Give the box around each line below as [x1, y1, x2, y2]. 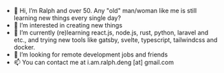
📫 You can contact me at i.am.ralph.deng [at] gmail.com [13, 59, 174, 66]
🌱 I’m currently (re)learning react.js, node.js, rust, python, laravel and [13, 28, 209, 36]
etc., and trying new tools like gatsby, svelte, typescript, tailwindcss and [13, 36, 218, 44]
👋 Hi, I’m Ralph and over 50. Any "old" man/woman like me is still [13, 7, 197, 14]
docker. [13, 43, 36, 51]
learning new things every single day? [13, 14, 122, 22]
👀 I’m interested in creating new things [13, 21, 122, 29]
